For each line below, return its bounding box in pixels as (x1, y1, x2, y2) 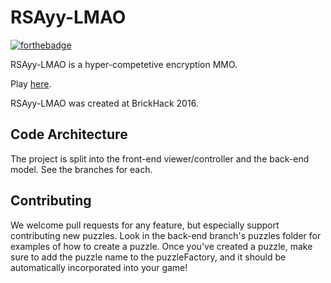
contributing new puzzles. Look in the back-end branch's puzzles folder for (10, 229, 322, 241)
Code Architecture (10, 126, 128, 143)
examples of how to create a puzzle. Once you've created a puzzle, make (10, 240, 313, 252)
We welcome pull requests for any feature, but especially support (10, 219, 280, 231)
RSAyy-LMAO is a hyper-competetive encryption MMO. (10, 58, 238, 70)
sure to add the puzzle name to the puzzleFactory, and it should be (10, 251, 287, 263)
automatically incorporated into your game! (10, 261, 188, 273)
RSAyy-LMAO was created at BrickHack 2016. (10, 97, 199, 109)
